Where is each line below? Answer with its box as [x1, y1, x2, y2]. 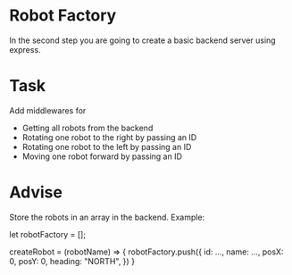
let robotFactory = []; [9, 229, 87, 239]
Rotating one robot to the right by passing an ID [21, 131, 197, 143]
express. [9, 44, 42, 54]
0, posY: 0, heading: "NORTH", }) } [9, 255, 136, 266]
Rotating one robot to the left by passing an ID [21, 141, 192, 152]
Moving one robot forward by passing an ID [21, 151, 183, 162]
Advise [9, 182, 63, 203]
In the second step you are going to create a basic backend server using [9, 35, 276, 46]
